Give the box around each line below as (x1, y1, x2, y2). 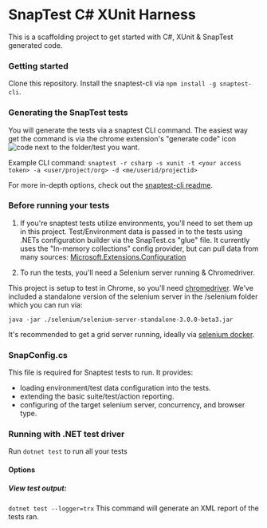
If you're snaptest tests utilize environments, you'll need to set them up (19, 218, 253, 228)
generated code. (8, 40, 63, 50)
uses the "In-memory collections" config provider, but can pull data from (19, 244, 259, 253)
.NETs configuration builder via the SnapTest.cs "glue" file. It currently (19, 235, 250, 244)
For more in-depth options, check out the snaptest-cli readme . (8, 180, 214, 189)
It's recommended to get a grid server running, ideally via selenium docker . (8, 329, 255, 339)
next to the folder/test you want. (34, 142, 140, 152)
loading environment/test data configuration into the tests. (19, 383, 211, 393)
